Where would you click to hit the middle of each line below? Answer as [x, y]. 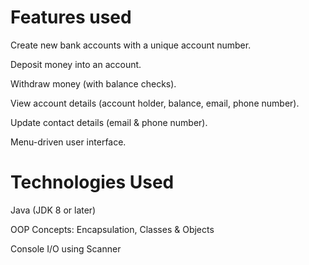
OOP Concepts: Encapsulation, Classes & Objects [112, 229]
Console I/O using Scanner [66, 248]
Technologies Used [92, 182]
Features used [71, 17]
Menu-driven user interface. [68, 142]
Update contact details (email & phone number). [109, 122]
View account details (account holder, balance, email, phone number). [155, 103]
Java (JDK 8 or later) [53, 210]
